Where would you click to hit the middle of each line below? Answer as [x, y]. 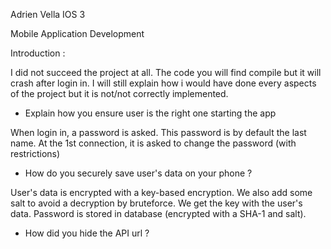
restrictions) [35, 153]
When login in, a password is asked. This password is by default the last [158, 132]
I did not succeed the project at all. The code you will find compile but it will [166, 72]
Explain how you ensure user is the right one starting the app [150, 113]
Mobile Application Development [77, 33]
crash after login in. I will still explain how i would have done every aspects [163, 83]
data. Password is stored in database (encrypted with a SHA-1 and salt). [158, 213]
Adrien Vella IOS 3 [48, 14]
